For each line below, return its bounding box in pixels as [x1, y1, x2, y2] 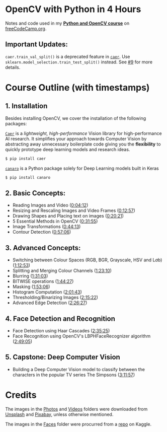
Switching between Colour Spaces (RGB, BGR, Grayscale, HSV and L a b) [12, 257, 162, 263]
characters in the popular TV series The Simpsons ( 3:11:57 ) [12, 372, 135, 378]
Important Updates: [5, 40, 68, 49]
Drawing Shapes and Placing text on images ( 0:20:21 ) [12, 213, 124, 219]
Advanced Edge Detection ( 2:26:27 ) [12, 300, 88, 306]
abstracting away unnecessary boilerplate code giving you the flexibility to [5, 141, 161, 147]
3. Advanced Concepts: [5, 243, 81, 252]
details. [5, 64, 21, 70]
